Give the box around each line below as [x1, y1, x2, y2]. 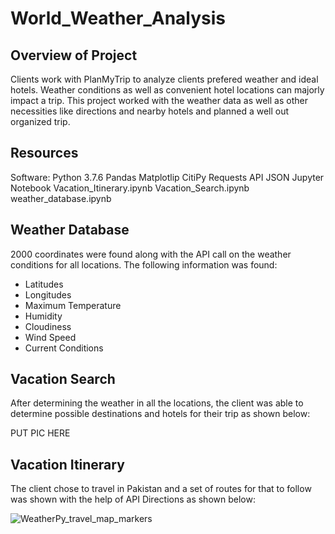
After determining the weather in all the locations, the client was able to [10, 397, 304, 409]
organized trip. [10, 116, 71, 127]
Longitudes [24, 288, 72, 301]
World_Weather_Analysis [10, 7, 227, 30]
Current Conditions [24, 342, 104, 354]
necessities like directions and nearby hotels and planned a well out [10, 105, 290, 117]
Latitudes [24, 278, 64, 290]
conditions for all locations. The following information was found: [10, 258, 278, 271]
